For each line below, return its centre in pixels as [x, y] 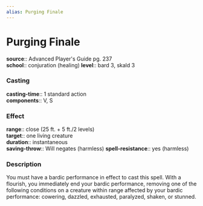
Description [24, 164]
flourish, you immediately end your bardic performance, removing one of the [101, 184]
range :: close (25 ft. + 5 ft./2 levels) [50, 129]
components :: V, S [30, 100]
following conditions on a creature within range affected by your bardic [95, 190]
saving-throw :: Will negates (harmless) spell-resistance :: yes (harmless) [98, 148]
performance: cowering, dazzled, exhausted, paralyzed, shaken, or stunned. [101, 197]
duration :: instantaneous [37, 142]
